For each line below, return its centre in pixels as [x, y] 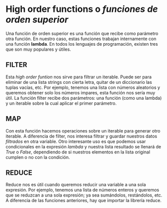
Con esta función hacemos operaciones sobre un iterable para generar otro [83, 131]
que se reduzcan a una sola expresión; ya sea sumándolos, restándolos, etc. [84, 195]
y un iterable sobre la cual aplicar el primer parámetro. [61, 103]
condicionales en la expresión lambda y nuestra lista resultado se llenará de [83, 146]
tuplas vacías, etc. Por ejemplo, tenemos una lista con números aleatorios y [83, 87]
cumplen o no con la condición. [38, 157]
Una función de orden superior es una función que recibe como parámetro [82, 33]
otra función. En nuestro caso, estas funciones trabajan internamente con [81, 39]
